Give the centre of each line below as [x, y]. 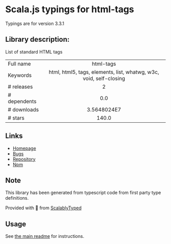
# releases [20, 87]
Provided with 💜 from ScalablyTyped [44, 208]
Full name [20, 64]
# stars [16, 118]
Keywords [20, 75]
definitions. [17, 198]
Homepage [24, 148]
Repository [24, 159]
